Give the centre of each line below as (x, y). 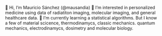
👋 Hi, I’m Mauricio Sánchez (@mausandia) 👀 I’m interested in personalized (80, 8)
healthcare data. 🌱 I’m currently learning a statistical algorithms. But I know (81, 18)
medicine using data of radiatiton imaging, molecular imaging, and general (81, 13)
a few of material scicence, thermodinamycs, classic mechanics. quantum (80, 23)
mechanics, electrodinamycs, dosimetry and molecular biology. (69, 28)
